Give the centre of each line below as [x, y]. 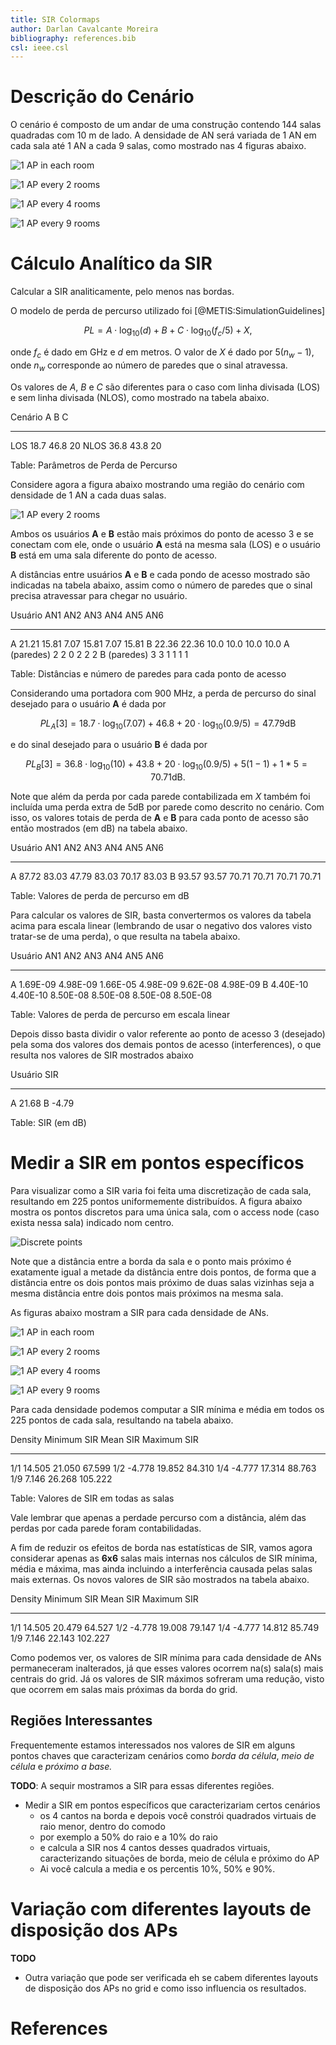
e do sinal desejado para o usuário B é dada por [109, 745]
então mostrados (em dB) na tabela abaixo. [99, 828]
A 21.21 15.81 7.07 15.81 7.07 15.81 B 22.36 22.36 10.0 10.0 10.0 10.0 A [150, 643]
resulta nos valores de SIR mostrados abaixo [102, 1055]
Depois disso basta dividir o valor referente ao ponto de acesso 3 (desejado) [168, 1034]
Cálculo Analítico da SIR [111, 263]
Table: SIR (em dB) [48, 1123]
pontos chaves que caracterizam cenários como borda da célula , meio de [162, 1755]
